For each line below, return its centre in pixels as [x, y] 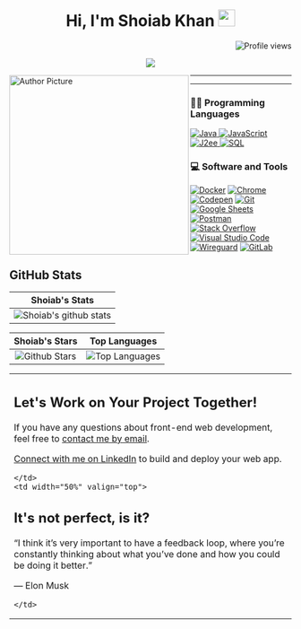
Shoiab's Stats [63, 301]
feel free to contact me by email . [82, 438]
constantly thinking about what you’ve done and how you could [147, 555]
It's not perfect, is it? [82, 518]
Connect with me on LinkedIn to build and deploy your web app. [148, 459]
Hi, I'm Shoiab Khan [140, 21]
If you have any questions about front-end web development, [143, 427]
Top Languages [123, 341]
